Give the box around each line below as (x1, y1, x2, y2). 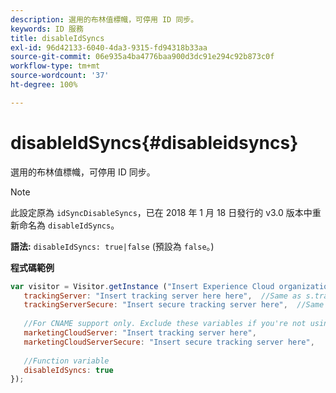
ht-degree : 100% (10, 80, 78, 90)
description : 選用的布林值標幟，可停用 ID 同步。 (10, 14, 199, 25)
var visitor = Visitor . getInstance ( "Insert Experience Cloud (10, 281, 275, 291)
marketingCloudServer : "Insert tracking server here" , (23, 328, 257, 338)
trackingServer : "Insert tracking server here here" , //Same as (23, 291, 302, 301)
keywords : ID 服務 (10, 24, 84, 34)
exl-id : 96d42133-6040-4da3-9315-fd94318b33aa (10, 42, 208, 53)
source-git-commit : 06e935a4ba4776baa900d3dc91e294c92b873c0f (10, 52, 275, 62)
